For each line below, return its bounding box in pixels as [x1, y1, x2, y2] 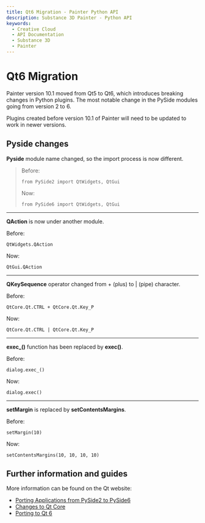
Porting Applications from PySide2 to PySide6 [15, 497, 131, 504]
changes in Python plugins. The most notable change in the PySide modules [6, 96, 198, 103]
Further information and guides [6, 469, 128, 479]
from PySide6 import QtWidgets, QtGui [21, 201, 120, 207]
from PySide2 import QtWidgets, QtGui [21, 179, 120, 185]
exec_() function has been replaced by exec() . [6, 343, 123, 351]
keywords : [6, 20, 32, 26]
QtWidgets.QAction [6, 241, 53, 248]
